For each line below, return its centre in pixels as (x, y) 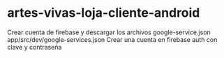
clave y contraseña (35, 47)
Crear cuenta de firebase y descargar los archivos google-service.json (109, 32)
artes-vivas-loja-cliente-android (104, 13)
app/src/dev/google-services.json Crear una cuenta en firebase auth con (112, 39)
